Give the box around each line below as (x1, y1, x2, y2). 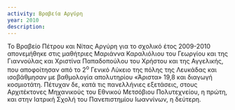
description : (7, 23, 46, 30)
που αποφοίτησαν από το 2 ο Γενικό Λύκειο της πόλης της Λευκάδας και (7, 64, 217, 74)
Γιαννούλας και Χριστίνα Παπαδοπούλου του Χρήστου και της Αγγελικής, (7, 57, 224, 65)
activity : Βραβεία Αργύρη (7, 10, 83, 17)
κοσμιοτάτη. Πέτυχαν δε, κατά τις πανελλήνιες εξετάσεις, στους (7, 81, 198, 89)
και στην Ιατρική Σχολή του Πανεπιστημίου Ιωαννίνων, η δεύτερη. (7, 95, 201, 104)
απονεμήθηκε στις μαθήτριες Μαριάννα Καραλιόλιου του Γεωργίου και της (7, 49, 228, 58)
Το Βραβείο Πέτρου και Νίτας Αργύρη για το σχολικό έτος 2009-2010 (7, 42, 210, 51)
